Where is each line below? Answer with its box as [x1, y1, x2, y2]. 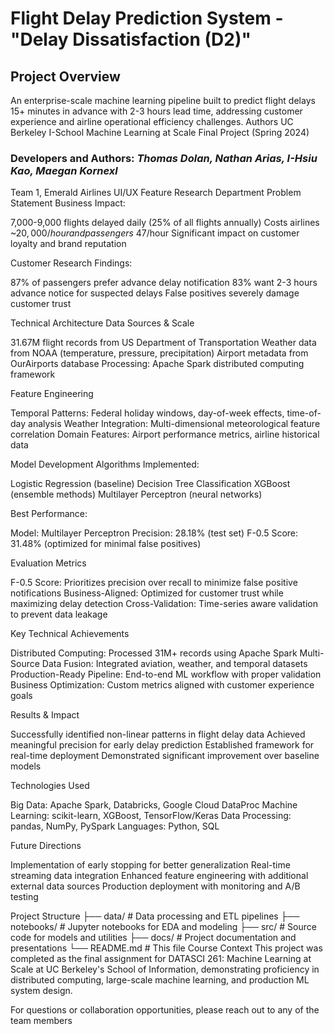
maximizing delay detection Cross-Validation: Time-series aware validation [10, 598, 318, 610]
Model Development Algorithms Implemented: [10, 458, 200, 471]
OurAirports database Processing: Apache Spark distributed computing [10, 358, 305, 370]
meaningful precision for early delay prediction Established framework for [10, 739, 315, 751]
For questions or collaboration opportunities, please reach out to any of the [10, 1004, 320, 1016]
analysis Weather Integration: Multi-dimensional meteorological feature [28, 418, 321, 430]
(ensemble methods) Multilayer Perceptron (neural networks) [10, 488, 263, 501]
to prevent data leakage [10, 608, 108, 621]
